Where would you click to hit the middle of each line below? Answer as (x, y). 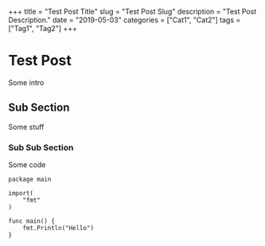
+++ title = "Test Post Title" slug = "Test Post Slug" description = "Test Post (132, 12)
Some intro (26, 82)
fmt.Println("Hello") (58, 228)
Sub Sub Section (41, 147)
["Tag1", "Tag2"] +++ (43, 28)
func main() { (32, 221)
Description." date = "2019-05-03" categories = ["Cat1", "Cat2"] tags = (125, 20)
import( (21, 193)
